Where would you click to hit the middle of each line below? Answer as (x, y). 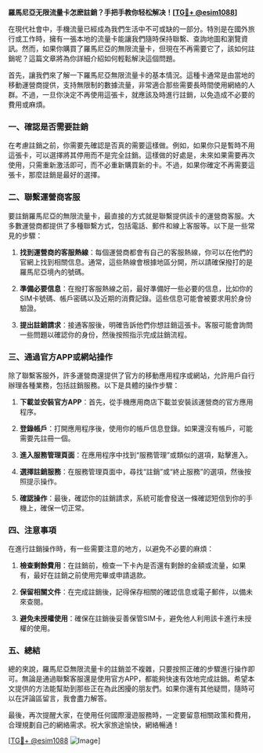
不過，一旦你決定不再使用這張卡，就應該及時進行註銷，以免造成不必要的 (138, 95)
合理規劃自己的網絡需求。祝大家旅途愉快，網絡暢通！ (94, 725)
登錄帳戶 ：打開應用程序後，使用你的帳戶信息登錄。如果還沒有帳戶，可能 (136, 428)
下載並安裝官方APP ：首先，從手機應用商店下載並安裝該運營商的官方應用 (136, 402)
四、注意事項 (32, 530)
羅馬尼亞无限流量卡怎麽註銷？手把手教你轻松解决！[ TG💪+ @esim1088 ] (123, 12)
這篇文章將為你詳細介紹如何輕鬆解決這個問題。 (104, 58)
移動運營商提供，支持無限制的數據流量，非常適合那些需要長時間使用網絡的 (128, 85)
